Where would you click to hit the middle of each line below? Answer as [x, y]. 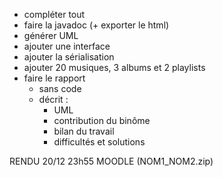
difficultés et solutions [99, 142]
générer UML [51, 35]
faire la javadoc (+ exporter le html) [96, 25]
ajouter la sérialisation [69, 57]
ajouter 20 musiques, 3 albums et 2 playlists [114, 67]
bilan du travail [84, 131]
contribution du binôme [102, 120]
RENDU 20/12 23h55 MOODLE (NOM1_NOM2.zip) [111, 161]
